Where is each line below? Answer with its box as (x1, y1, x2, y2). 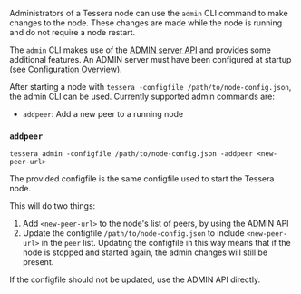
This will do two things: (9, 201, 96, 211)
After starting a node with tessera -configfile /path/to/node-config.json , (9, 82, 292, 92)
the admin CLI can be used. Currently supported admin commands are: (9, 91, 275, 102)
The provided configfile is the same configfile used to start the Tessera (9, 173, 275, 184)
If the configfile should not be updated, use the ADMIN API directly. (9, 274, 261, 285)
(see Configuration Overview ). (9, 64, 122, 74)
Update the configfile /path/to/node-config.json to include (22, 228, 245, 239)
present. (22, 257, 54, 268)
